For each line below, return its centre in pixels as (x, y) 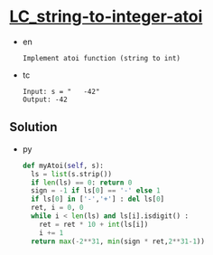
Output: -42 (45, 99)
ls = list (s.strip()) (72, 174)
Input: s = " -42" (61, 91)
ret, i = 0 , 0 (57, 208)
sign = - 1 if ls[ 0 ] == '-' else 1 (96, 191)
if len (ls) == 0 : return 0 (82, 183)
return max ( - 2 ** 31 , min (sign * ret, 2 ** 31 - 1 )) (118, 241)
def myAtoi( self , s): (63, 165)
